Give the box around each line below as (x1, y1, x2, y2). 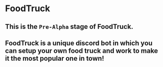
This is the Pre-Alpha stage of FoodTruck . (5, 22, 134, 31)
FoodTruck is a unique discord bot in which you (5, 39, 153, 47)
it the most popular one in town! (5, 54, 105, 63)
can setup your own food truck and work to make (5, 46, 158, 55)
